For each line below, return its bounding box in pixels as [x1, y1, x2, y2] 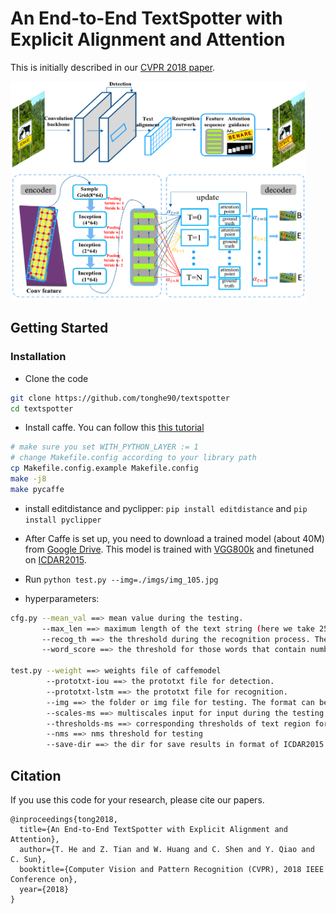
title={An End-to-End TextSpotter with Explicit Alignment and [19, 824, 288, 834]
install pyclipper [24, 515, 102, 525]
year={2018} [19, 884, 70, 894]
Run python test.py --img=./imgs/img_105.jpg [24, 573, 219, 585]
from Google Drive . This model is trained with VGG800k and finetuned [24, 543, 315, 555]
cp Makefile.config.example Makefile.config [10, 463, 199, 474]
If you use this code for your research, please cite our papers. [10, 793, 265, 806]
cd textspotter [10, 403, 74, 414]
